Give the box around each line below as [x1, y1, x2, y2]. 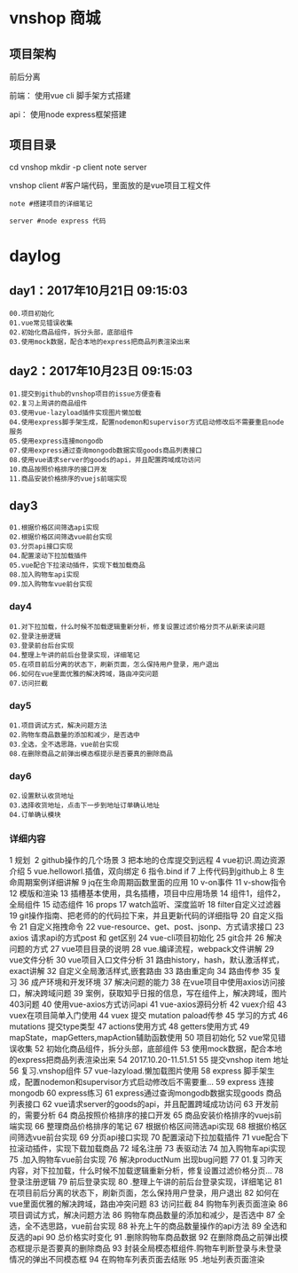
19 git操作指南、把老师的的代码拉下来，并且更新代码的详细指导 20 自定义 [9, 910, 277, 921]
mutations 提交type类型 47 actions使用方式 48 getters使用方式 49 [9, 1021, 250, 1032]
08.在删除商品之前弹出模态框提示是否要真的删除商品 [9, 750, 173, 758]
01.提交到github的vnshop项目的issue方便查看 [9, 389, 161, 398]
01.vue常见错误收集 [9, 318, 74, 327]
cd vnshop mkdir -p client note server [9, 161, 147, 172]
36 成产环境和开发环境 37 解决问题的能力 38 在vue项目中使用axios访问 [19, 977, 278, 987]
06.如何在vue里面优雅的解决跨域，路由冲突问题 [9, 669, 159, 679]
